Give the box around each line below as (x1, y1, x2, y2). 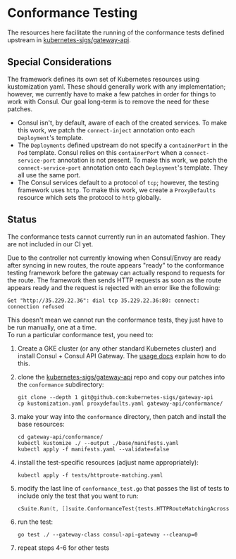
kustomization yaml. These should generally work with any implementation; (7, 82, 226, 91)
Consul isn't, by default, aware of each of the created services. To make (17, 118, 228, 127)
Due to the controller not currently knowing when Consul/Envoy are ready (7, 253, 221, 262)
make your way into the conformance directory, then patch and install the (17, 412, 227, 420)
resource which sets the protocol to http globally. (17, 193, 161, 201)
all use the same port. (17, 170, 81, 179)
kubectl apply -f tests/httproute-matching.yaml (17, 472, 163, 479)
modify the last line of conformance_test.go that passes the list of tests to (17, 484, 230, 492)
